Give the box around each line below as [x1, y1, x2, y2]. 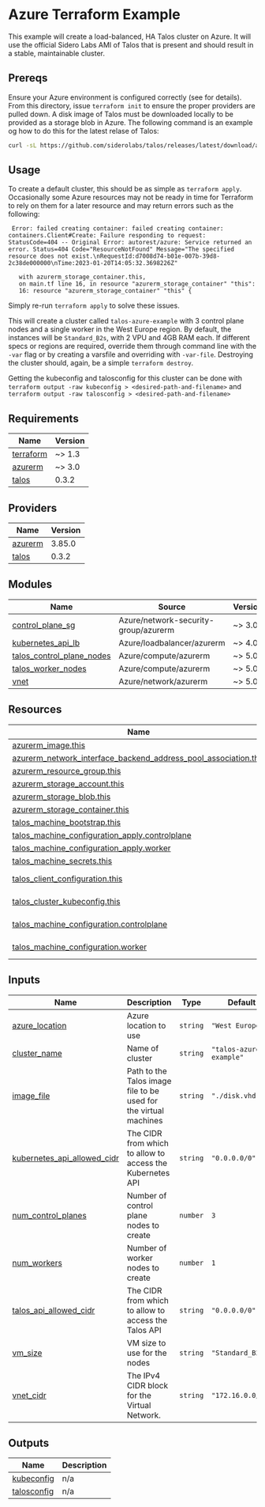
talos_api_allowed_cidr [12, 1304, 95, 1316]
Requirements [8, 411, 79, 425]
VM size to [126, 1337, 166, 1348]
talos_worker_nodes [12, 663, 87, 674]
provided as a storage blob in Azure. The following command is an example [8, 117, 253, 127]
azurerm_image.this [12, 740, 85, 751]
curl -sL [8, 141, 37, 150]
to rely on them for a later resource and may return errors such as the [8, 201, 234, 210]
